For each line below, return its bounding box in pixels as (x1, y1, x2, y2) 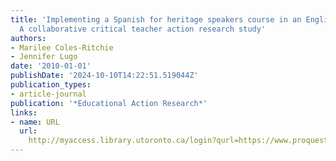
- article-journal (10, 89, 87, 99)
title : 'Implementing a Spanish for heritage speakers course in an (10, 14, 302, 25)
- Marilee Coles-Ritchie (10, 42, 114, 53)
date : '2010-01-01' (10, 61, 92, 71)
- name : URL (10, 117, 60, 127)
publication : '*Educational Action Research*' (10, 98, 208, 108)
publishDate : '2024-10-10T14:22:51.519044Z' (10, 71, 199, 81)
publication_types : (10, 80, 92, 90)
